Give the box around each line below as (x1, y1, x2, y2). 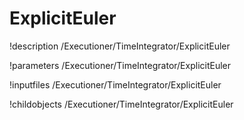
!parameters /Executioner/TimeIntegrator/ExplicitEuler (9, 59, 232, 71)
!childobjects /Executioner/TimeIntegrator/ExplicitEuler (9, 98, 234, 110)
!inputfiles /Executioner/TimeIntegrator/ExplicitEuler (9, 78, 222, 91)
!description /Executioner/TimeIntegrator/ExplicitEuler (9, 40, 231, 52)
